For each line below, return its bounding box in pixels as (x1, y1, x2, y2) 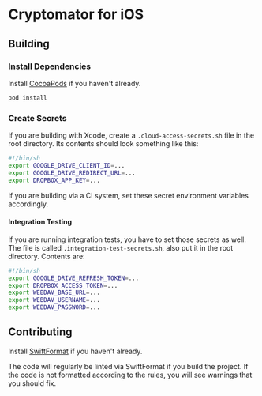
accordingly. (8, 199, 49, 209)
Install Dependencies (8, 61, 92, 72)
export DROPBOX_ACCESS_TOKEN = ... (8, 281, 118, 289)
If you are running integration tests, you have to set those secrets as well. (8, 235, 247, 244)
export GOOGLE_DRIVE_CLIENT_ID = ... (8, 161, 125, 169)
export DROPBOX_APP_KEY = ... (8, 176, 101, 184)
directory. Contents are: (8, 251, 85, 261)
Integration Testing (8, 217, 73, 227)
